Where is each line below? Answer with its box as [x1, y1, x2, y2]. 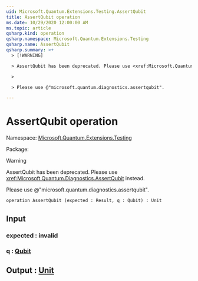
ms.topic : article [6, 25, 51, 31]
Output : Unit [6, 265, 54, 275]
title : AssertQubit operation [6, 14, 81, 20]
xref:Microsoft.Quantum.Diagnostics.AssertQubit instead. [6, 175, 146, 182]
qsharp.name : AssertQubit [6, 42, 70, 48]
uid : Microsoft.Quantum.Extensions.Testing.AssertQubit [6, 8, 146, 15]
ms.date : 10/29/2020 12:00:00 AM [6, 19, 88, 25]
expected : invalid [6, 231, 58, 239]
